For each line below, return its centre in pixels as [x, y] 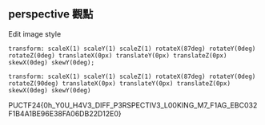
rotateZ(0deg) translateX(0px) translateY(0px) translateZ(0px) [118, 55]
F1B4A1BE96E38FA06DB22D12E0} [65, 113]
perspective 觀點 [51, 14]
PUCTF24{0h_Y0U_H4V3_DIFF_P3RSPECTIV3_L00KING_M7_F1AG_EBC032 [133, 105]
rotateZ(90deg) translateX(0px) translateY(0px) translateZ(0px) [119, 83]
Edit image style [35, 33]
